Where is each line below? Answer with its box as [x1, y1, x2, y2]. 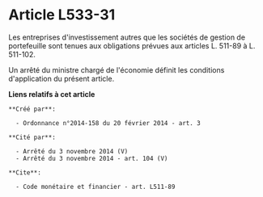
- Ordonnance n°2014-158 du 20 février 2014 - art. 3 [15, 119, 201, 127]
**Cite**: [8, 168, 42, 177]
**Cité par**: [8, 133, 57, 141]
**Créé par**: [8, 105, 57, 113]
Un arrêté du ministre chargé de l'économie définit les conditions [8, 65, 225, 74]
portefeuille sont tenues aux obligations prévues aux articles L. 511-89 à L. [8, 40, 256, 50]
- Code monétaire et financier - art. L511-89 [15, 182, 176, 191]
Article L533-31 [8, 6, 116, 24]
